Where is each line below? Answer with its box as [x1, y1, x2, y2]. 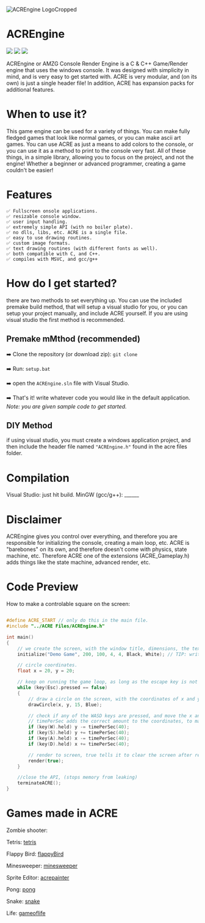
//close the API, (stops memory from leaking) [17, 775, 138, 781]
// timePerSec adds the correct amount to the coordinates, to [28, 718, 192, 724]
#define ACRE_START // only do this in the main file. [6, 618, 149, 624]
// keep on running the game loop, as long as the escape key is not [17, 679, 198, 685]
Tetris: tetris [6, 839, 37, 845]
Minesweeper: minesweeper [6, 862, 78, 869]
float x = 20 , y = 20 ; [17, 668, 75, 674]
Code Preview [6, 580, 79, 594]
